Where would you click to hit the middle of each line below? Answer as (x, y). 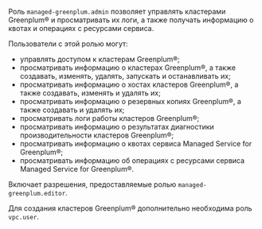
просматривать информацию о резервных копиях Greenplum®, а (130, 101)
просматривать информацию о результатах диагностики (117, 127)
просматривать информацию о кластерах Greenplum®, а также (128, 68)
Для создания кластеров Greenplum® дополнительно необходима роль (130, 208)
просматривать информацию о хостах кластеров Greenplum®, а (129, 84)
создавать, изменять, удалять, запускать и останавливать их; (125, 76)
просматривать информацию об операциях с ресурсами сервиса (132, 161)
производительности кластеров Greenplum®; (97, 135)
